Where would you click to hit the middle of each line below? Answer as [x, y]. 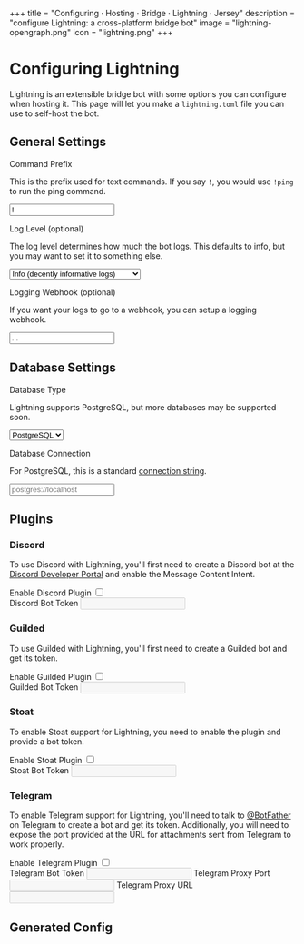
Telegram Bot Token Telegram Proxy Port [140, 873]
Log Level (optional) [47, 228]
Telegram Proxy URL [155, 885]
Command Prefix [41, 163]
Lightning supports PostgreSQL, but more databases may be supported [143, 407]
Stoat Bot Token [39, 770]
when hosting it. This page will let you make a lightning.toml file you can [147, 103]
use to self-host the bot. [54, 113]
